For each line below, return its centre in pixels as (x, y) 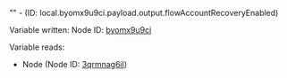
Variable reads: (37, 47)
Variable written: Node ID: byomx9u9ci (80, 30)
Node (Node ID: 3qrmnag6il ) (75, 64)
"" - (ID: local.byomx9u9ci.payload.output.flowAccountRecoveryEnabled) (144, 13)
